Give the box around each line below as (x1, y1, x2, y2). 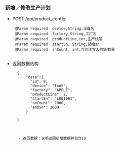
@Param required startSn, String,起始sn (14, 42, 100, 47)
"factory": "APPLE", (30, 87, 73, 93)
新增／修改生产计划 (5, 4, 51, 11)
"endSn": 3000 (30, 105, 59, 110)
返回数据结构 (12, 60, 39, 67)
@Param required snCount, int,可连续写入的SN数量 (14, 47, 115, 52)
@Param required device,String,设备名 (14, 26, 95, 31)
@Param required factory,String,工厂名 (14, 31, 97, 36)
